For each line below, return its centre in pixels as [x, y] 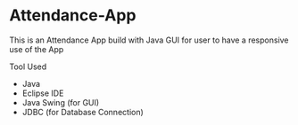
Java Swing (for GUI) [61, 102]
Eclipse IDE [43, 93]
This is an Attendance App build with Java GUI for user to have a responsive [149, 40]
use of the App [37, 49]
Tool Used [28, 66]
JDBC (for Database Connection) [83, 112]
